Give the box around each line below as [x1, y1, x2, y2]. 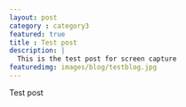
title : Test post [9, 37, 77, 47]
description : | [9, 46, 66, 55]
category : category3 [9, 21, 90, 30]
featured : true [9, 29, 66, 38]
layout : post [9, 12, 58, 22]
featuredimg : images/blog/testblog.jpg [9, 63, 158, 72]
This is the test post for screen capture [17, 54, 177, 63]
